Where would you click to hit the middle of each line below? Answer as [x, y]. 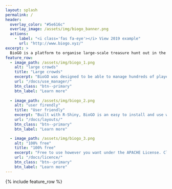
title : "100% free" [35, 148]
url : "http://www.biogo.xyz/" [51, 44]
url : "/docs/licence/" [39, 157]
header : [14, 19]
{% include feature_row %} [34, 181]
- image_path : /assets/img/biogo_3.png [52, 138]
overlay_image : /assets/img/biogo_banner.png [59, 29]
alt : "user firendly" [37, 106]
